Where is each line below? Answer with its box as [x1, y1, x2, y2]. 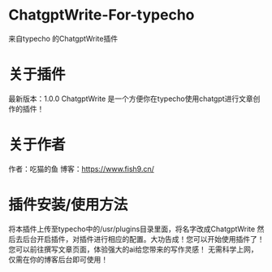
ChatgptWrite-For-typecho [8, 6, 195, 24]
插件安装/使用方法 [8, 195, 128, 213]
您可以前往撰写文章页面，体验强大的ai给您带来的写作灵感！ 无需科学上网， [8, 244, 258, 254]
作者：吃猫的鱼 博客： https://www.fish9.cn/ [8, 164, 154, 173]
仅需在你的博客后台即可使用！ [8, 254, 108, 264]
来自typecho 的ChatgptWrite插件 [8, 33, 119, 43]
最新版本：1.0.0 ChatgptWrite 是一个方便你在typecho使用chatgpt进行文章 [8, 94, 253, 103]
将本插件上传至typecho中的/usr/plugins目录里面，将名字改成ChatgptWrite [8, 224, 256, 234]
